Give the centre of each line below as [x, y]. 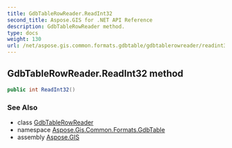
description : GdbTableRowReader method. [66, 26]
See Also [22, 107]
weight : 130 [24, 39]
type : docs [23, 33]
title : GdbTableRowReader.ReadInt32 [60, 13]
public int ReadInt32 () [41, 90]
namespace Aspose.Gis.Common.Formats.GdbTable [91, 129]
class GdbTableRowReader [55, 122]
